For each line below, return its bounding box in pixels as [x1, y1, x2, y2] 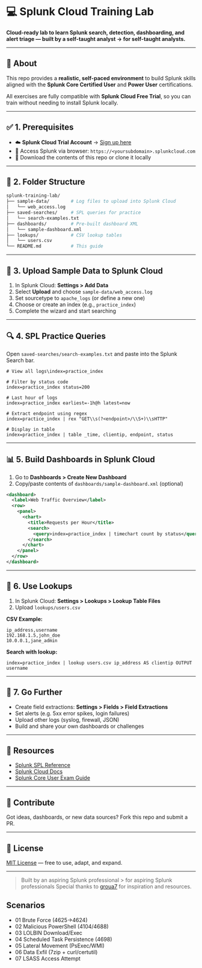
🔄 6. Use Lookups [6, 581, 73, 591]
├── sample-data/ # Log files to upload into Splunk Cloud [6, 199, 176, 205]
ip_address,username [6, 627, 58, 633]
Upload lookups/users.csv [14, 603, 81, 611]
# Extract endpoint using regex [6, 410, 87, 416]
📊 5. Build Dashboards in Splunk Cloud [6, 454, 155, 465]
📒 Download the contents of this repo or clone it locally [14, 153, 151, 161]
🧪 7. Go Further [6, 687, 63, 698]
